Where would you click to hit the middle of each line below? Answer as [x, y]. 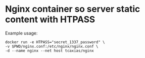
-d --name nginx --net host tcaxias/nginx [49, 51]
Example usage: [22, 33]
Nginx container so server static [72, 9]
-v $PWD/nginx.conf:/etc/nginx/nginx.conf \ [52, 46]
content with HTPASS [50, 19]
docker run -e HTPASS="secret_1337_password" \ [55, 42]
